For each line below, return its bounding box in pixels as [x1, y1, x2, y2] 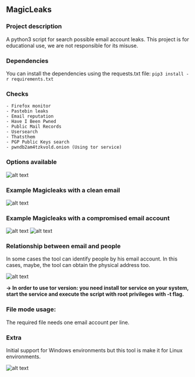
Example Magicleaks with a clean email [6, 186, 120, 194]
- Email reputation [6, 114, 54, 119]
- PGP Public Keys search [6, 139, 69, 145]
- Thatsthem [6, 134, 35, 140]
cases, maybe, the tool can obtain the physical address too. [6, 262, 151, 269]
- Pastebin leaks [6, 108, 49, 114]
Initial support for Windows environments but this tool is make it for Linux [6, 347, 183, 354]
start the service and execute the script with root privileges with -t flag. [6, 291, 184, 298]
